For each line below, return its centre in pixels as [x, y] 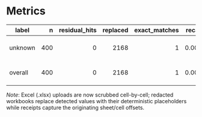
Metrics [26, 11]
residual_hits [78, 30]
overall [19, 72]
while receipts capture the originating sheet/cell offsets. [75, 107]
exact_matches [157, 30]
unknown [22, 47]
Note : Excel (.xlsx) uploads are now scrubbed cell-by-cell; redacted [90, 95]
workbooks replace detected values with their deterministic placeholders [96, 101]
